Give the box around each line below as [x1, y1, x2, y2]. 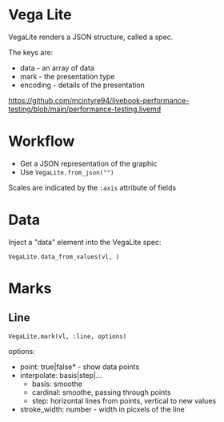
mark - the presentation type [19, 71, 115, 81]
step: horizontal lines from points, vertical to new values [31, 396, 217, 405]
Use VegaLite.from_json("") [19, 167, 114, 177]
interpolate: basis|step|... [19, 370, 102, 380]
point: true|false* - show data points [19, 362, 140, 372]
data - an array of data [19, 62, 94, 73]
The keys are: [8, 47, 54, 57]
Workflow [8, 132, 75, 151]
